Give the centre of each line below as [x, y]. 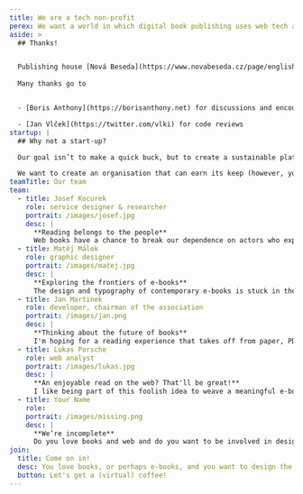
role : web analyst [60, 358]
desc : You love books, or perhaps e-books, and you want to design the [155, 467]
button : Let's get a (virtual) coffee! [92, 475]
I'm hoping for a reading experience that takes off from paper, [158, 341]
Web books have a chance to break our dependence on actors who [156, 241]
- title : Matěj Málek [58, 249]
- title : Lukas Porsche [62, 349]
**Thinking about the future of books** [110, 333]
